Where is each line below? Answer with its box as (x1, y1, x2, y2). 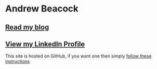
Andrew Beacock (5, 3, 79, 14)
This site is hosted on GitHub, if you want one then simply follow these (5, 53, 152, 59)
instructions (5, 58, 30, 64)
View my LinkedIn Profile (5, 39, 85, 48)
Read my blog (5, 23, 49, 31)
